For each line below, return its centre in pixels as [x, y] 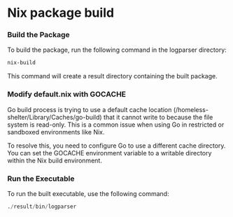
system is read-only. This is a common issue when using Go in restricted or [116, 125]
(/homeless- [191, 109]
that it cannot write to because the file [158, 117]
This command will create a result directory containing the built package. [113, 76]
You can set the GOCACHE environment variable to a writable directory [110, 153]
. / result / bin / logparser [42, 206]
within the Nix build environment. [55, 160]
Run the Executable [41, 178]
